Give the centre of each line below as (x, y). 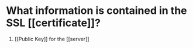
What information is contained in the (96, 11)
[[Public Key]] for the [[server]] (52, 39)
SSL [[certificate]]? (54, 23)
